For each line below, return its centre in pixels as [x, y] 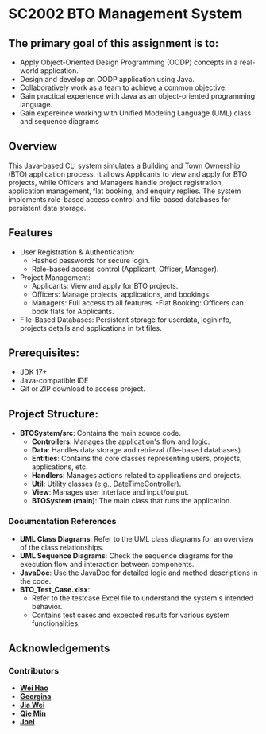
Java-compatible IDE [54, 381]
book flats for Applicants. [73, 311]
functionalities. [56, 623]
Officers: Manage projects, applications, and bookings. [121, 294]
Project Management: [55, 277]
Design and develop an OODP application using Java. [107, 79]
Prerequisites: [44, 353]
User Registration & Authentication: [77, 252]
